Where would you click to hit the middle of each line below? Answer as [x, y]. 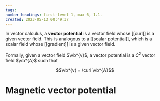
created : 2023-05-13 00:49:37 [37, 19]
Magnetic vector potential [61, 91]
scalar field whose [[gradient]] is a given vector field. [60, 44]
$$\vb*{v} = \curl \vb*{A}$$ [85, 70]
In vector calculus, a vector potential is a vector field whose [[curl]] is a [80, 34]
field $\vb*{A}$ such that [32, 61]
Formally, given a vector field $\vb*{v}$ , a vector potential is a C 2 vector [80, 55]
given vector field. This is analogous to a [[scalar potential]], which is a [79, 39]
